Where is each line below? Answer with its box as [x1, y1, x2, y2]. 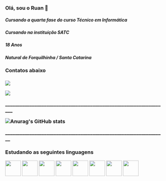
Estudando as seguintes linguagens [5, 149, 94, 156]
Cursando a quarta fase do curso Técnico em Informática [5, 17, 128, 23]
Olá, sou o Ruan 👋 [5, 4, 48, 11]
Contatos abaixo [5, 67, 46, 74]
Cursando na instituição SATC [5, 29, 70, 35]
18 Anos [5, 42, 22, 48]
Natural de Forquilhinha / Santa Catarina [5, 54, 92, 60]
